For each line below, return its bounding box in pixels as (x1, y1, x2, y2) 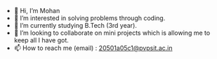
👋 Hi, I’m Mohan (13, 7, 60, 15)
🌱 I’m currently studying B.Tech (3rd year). (13, 22, 137, 29)
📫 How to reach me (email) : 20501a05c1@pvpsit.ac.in (13, 44, 173, 52)
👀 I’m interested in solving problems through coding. (13, 14, 166, 22)
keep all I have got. (13, 36, 69, 44)
